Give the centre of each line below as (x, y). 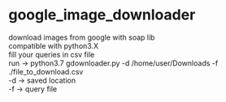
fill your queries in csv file (52, 54)
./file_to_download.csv (46, 71)
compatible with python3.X (54, 45)
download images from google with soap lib (82, 37)
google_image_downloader (102, 15)
